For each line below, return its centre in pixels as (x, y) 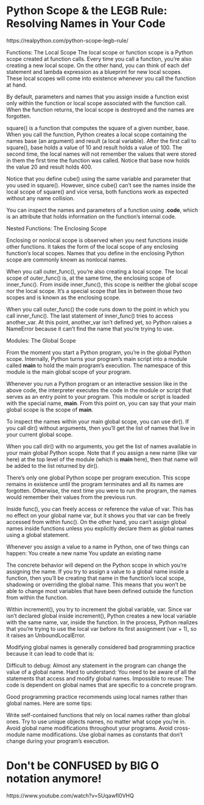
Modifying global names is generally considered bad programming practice (101, 647)
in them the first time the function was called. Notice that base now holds (98, 160)
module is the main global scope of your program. (69, 372)
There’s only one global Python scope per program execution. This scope (98, 478)
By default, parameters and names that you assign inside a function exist (98, 97)
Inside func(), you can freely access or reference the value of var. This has (100, 509)
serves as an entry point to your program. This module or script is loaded (98, 396)
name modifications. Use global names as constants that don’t (105, 734)
